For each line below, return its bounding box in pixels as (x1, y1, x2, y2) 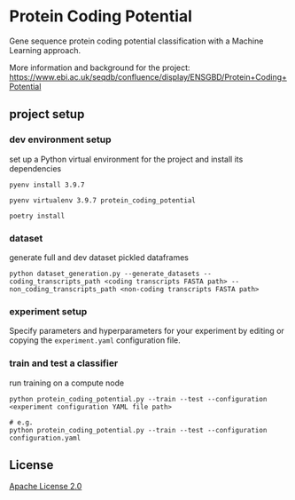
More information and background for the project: (9, 62, 190, 73)
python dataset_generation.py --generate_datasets (9, 269, 200, 278)
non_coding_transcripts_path (9, 284, 117, 294)
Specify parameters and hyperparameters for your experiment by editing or (9, 326, 285, 337)
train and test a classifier (9, 357, 119, 369)
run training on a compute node (9, 377, 125, 388)
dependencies (9, 163, 62, 174)
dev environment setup (9, 133, 112, 146)
